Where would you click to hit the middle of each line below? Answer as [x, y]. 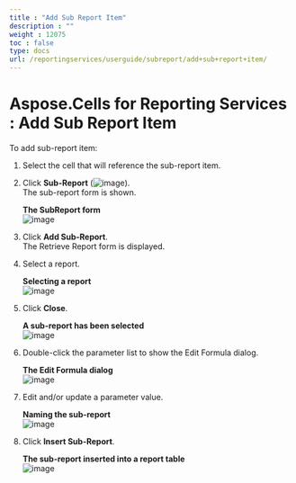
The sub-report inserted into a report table [103, 459]
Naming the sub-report [66, 414]
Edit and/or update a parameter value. [93, 397]
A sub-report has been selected [83, 326]
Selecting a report [57, 281]
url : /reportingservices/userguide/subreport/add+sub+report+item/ [139, 59]
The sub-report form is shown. [79, 192]
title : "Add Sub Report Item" [68, 18]
